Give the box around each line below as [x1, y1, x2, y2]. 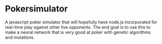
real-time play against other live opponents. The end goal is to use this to [5, 24, 151, 30]
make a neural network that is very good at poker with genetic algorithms [5, 29, 151, 35]
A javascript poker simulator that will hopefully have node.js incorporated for [5, 19, 158, 25]
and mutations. [5, 34, 35, 40]
